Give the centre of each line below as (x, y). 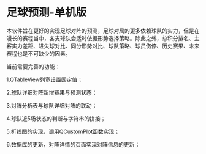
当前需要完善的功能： (33, 66)
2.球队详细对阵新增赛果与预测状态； (52, 92)
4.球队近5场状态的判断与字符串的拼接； (56, 118)
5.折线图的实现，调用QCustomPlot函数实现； (63, 131)
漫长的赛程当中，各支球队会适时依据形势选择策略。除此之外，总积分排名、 (100, 38)
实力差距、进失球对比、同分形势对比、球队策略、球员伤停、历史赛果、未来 (105, 46)
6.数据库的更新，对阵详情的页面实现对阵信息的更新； (73, 144)
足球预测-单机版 (47, 13)
